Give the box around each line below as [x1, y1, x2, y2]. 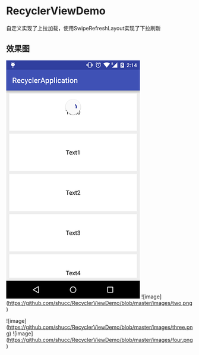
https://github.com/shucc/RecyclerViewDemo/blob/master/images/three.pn [8, 323, 193, 331]
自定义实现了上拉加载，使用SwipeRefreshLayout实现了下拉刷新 [6, 24, 161, 32]
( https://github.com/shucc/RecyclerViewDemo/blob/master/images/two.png [6, 299, 193, 306]
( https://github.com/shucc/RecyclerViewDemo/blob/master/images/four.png [6, 336, 193, 343]
